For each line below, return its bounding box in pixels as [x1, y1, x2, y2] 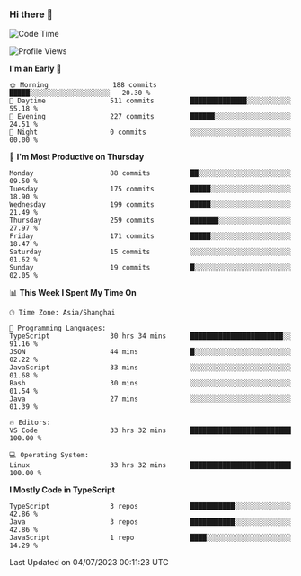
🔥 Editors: [9, 418, 51, 428]
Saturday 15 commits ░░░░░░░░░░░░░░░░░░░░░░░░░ [9, 247, 292, 257]
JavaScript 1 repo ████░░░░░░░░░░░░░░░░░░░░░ [9, 534, 292, 543]
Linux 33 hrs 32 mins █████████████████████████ [9, 461, 292, 470]
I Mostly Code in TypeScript [9, 484, 115, 495]
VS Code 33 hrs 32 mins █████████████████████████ [9, 426, 292, 435]
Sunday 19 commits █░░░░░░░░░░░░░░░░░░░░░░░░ [9, 263, 292, 272]
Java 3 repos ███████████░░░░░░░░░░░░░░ [9, 518, 292, 527]
